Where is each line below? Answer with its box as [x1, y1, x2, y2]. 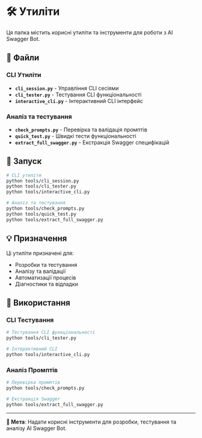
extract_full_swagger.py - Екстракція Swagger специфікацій [14, 139, 170, 146]
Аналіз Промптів [6, 366, 58, 374]
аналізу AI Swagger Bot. [6, 424, 67, 431]
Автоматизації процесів [14, 274, 76, 281]
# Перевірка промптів [6, 380, 61, 386]
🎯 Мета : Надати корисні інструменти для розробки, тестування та [6, 418, 177, 425]
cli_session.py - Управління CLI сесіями [14, 84, 119, 92]
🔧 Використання [6, 298, 70, 308]
